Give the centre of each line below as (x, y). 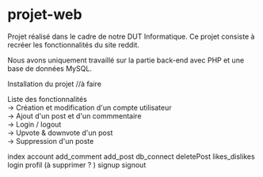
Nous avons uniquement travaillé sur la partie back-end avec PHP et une (126, 60)
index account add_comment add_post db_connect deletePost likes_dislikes (131, 156)
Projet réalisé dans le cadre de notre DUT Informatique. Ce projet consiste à (131, 36)
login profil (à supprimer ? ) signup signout (77, 164)
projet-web (45, 15)
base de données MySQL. (50, 68)
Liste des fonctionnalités (48, 99)
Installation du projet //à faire (55, 84)
